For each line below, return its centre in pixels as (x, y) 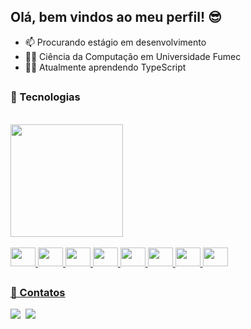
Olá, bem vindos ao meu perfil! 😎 (116, 17)
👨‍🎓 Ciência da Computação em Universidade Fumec (133, 56)
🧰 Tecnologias (45, 97)
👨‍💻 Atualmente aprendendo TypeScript (105, 67)
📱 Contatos (38, 292)
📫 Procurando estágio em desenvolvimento (115, 42)
